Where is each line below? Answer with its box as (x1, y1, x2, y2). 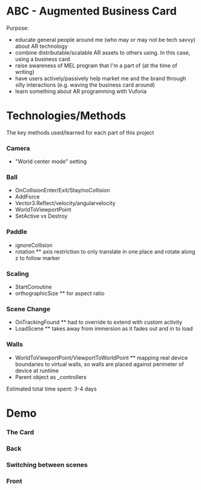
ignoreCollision (15, 241, 53, 249)
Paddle (6, 227, 27, 236)
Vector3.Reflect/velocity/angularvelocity (15, 200, 116, 207)
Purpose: (6, 24, 29, 32)
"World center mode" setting (15, 158, 87, 165)
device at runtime (15, 367, 59, 374)
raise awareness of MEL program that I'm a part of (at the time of (15, 62, 177, 69)
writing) (15, 68, 35, 75)
